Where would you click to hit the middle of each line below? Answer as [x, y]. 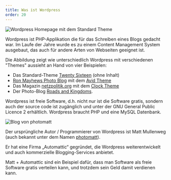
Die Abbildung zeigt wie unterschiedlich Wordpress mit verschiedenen [79, 59]
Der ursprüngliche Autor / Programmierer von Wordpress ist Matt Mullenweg [86, 131]
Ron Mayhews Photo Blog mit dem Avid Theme [62, 80]
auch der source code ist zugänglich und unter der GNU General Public [80, 106]
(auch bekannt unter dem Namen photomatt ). [53, 137]
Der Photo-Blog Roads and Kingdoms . [53, 91]
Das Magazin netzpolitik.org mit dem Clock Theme [66, 86]
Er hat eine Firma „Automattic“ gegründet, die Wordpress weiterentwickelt [83, 147]
